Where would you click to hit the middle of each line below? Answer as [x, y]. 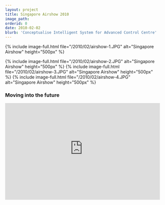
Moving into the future [32, 95]
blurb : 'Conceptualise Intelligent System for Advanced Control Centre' [81, 33]
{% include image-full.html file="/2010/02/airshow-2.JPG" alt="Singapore [80, 61]
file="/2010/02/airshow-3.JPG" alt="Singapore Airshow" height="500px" [79, 72]
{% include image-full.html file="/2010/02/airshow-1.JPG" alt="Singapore [80, 47]
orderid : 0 [16, 23]
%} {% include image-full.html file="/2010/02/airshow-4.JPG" [68, 77]
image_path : [17, 19]
